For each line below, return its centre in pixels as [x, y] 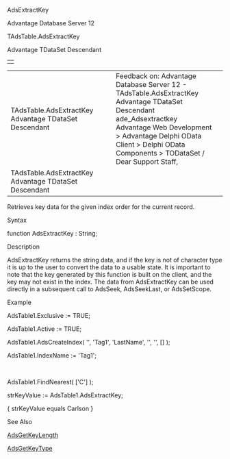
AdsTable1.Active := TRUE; [44, 329]
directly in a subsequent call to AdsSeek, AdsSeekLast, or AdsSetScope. [110, 289]
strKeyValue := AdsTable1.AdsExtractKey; [65, 395]
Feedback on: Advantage [156, 76]
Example [20, 302]
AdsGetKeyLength [33, 435]
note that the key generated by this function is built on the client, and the [110, 274]
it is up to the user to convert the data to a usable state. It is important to [109, 267]
